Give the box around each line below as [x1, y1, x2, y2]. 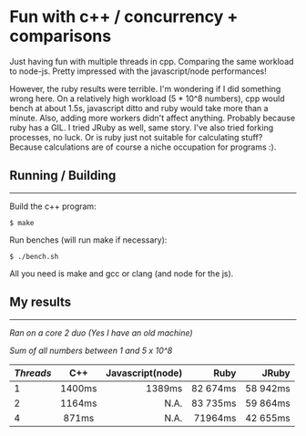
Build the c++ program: [9, 201, 97, 212]
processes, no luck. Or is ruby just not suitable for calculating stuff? [9, 131, 263, 142]
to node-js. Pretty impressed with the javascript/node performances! [9, 66, 267, 77]
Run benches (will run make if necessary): [9, 234, 168, 245]
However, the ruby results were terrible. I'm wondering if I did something [9, 83, 281, 94]
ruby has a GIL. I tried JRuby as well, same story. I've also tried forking [9, 121, 274, 133]
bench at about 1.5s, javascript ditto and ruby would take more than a [9, 102, 269, 113]
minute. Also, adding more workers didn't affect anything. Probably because [9, 112, 296, 123]
